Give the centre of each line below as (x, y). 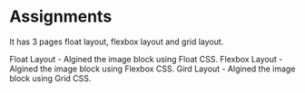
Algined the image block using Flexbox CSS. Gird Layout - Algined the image (152, 69)
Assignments (61, 17)
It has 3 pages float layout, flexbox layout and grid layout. (117, 42)
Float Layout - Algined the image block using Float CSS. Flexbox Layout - (146, 59)
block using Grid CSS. (50, 78)
